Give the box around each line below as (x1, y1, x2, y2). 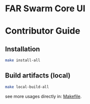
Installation (5, 45, 40, 53)
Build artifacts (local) (5, 72, 71, 80)
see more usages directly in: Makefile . (5, 93, 82, 99)
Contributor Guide (5, 26, 81, 37)
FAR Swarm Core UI (5, 3, 86, 14)
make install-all (5, 58, 41, 63)
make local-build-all (5, 84, 49, 89)
